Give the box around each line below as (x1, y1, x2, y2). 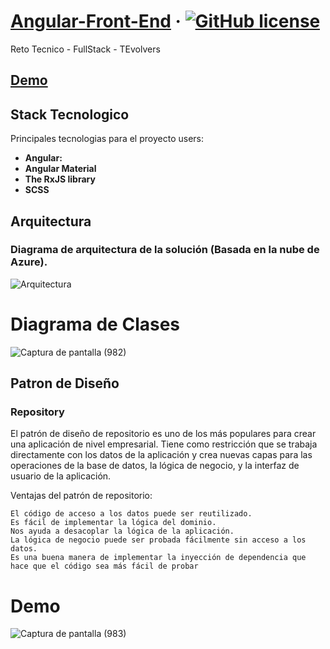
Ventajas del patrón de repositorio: (10, 490, 153, 502)
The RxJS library (24, 173, 96, 185)
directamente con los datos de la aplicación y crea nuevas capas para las (10, 449, 313, 461)
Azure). (10, 255, 48, 269)
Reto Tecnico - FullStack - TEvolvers (10, 43, 161, 55)
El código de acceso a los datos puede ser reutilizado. (10, 509, 253, 519)
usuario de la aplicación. (10, 470, 112, 482)
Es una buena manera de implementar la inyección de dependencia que (10, 553, 307, 563)
